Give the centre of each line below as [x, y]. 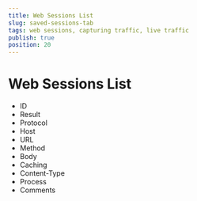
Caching [33, 165]
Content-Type [42, 173]
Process [33, 182]
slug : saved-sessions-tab [51, 23]
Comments [38, 190]
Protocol [33, 123]
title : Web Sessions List [51, 15]
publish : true [32, 38]
